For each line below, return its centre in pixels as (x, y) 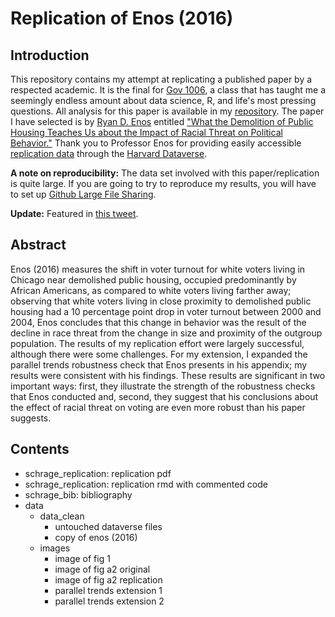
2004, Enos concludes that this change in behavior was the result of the (158, 322)
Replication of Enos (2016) (122, 18)
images (55, 548)
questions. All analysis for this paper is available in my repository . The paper (167, 111)
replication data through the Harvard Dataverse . (109, 153)
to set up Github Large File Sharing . (83, 194)
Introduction (50, 55)
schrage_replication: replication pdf (98, 473)
